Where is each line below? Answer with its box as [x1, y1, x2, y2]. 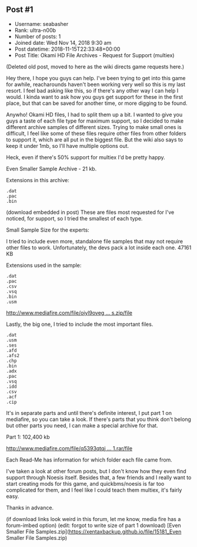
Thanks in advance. [6, 504, 54, 511]
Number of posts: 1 [14, 32, 61, 40]
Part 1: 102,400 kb [6, 433, 50, 440]
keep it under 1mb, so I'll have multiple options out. [6, 142, 129, 149]
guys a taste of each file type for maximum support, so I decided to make [6, 117, 184, 124]
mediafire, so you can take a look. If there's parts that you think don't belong [6, 416, 191, 423]
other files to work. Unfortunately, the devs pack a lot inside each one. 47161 [6, 244, 192, 251]
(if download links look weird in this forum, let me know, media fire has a [6, 515, 181, 522]
